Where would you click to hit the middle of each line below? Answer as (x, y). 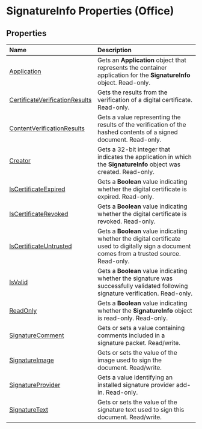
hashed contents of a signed (138, 132)
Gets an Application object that (142, 60)
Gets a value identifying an (135, 377)
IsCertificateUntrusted (41, 246)
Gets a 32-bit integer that (133, 149)
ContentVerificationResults (47, 128)
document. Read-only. (129, 139)
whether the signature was (135, 278)
